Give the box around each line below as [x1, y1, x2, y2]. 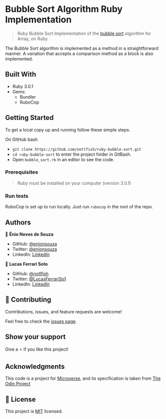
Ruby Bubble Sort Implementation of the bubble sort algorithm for [17, 30, 151, 36]
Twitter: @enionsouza [12, 246, 57, 252]
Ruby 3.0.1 [12, 83, 34, 89]
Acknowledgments [5, 362, 65, 370]
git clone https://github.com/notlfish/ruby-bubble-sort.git [12, 147, 142, 152]
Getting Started [5, 114, 54, 122]
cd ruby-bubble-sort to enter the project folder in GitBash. [12, 151, 132, 157]
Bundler [19, 94, 36, 100]
